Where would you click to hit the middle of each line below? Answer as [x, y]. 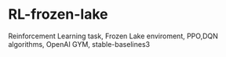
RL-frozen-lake [58, 14]
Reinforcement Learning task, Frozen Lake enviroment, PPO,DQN [113, 36]
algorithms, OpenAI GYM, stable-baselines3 [79, 44]
